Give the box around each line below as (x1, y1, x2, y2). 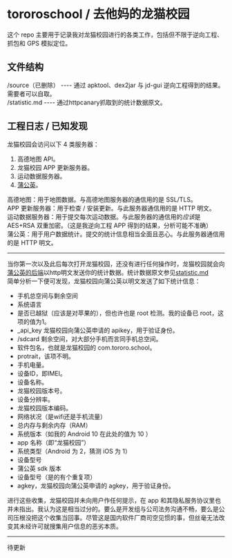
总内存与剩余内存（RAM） (17, 421, 92, 429)
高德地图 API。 (17, 155, 60, 163)
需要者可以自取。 (7, 89, 56, 97)
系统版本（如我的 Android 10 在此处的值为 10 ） (17, 430, 152, 438)
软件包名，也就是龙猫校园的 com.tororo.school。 (17, 343, 157, 352)
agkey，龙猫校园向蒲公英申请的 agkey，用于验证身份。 (17, 481, 175, 490)
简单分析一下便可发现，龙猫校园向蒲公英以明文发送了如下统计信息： (7, 277, 201, 285)
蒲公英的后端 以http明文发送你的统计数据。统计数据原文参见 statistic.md (7, 268, 209, 276)
